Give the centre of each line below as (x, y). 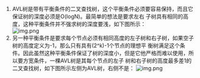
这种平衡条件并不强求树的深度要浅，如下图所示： (84, 24)
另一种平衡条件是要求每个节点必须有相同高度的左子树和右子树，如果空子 (103, 38)
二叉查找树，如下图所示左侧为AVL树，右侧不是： (73, 68)
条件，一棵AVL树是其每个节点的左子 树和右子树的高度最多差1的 (112, 60)
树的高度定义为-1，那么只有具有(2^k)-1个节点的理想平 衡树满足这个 (96, 45)
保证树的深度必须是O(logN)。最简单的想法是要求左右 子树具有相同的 (98, 16)
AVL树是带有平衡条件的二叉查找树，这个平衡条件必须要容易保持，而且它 (103, 9)
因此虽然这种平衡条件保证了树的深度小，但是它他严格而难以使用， (106, 53)
